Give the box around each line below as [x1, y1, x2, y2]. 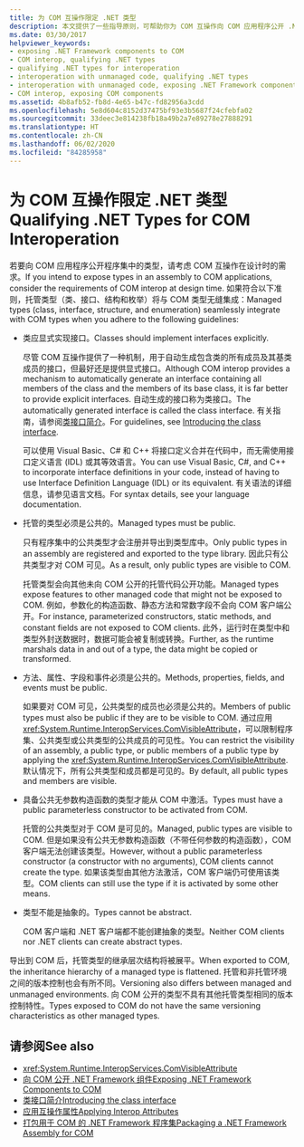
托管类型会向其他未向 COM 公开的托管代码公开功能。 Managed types [22, 578, 279, 589]
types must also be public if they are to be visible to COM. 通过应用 [22, 712, 273, 722]
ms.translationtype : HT [9, 123, 100, 132]
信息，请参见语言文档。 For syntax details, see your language [22, 488, 251, 499]
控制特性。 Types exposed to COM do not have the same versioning [9, 999, 261, 1010]
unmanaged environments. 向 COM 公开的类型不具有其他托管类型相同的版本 [9, 989, 294, 999]
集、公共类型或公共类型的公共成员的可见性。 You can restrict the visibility [22, 734, 295, 745]
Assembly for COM [22, 1128, 94, 1139]
